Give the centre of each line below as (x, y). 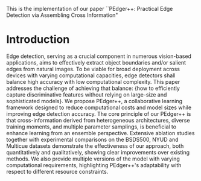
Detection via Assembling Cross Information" (62, 15)
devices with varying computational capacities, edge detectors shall (91, 75)
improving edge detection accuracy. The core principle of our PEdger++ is (99, 113)
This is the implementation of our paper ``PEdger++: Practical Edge (90, 9)
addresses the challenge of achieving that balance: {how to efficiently (93, 88)
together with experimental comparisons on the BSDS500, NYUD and (93, 139)
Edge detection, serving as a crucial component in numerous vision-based (99, 56)
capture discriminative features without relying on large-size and (87, 94)
